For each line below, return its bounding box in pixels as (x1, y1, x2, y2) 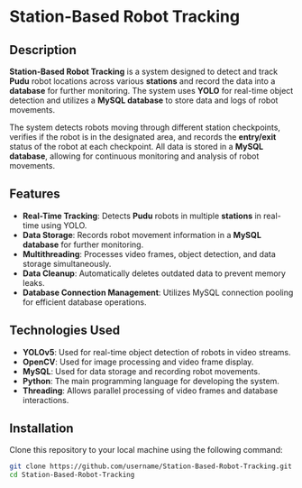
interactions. (22, 394, 69, 405)
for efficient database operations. (22, 296, 147, 308)
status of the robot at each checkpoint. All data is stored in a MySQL (9, 142, 264, 152)
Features (9, 187, 60, 202)
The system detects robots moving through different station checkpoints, (9, 122, 281, 133)
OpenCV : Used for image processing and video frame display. (22, 356, 254, 367)
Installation (9, 421, 74, 437)
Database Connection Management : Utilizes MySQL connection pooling (22, 287, 294, 298)
